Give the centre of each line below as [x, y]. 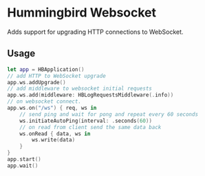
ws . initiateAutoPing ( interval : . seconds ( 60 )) [86, 121]
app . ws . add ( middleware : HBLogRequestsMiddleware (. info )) [90, 95]
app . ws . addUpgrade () [37, 82]
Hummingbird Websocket [82, 13]
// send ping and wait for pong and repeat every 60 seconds [109, 114]
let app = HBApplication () [46, 69]
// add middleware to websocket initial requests [80, 89]
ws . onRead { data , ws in [55, 134]
